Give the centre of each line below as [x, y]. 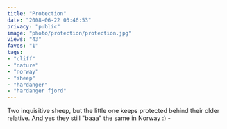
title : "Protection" [37, 14]
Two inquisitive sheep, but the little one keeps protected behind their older [113, 111]
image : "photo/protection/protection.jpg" [69, 33]
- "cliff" [22, 59]
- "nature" [23, 65]
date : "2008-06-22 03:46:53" [49, 20]
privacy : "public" [34, 26]
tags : [15, 53]
